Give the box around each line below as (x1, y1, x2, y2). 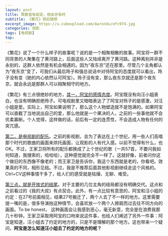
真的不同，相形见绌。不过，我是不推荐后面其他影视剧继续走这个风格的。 (9, 164, 158, 170)
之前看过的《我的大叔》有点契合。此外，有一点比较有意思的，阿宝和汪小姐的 (5, 187, 163, 193)
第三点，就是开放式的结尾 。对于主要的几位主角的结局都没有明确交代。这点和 (5, 181, 163, 187)
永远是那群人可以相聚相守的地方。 (22, 80, 93, 86)
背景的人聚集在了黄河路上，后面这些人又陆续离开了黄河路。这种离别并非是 (9, 55, 163, 61)
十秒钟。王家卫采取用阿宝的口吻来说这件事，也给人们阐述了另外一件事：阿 (9, 212, 163, 218)
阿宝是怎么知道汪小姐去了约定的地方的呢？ (14, 225, 101, 231)
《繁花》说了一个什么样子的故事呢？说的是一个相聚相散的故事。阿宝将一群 (5, 49, 158, 55)
